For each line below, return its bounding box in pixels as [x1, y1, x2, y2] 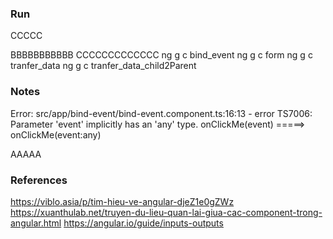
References [10, 173, 68, 187]
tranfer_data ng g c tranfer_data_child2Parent [10, 60, 197, 72]
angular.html [10, 217, 62, 229]
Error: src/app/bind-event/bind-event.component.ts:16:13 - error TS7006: [10, 107, 313, 119]
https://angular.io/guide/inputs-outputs [63, 217, 224, 229]
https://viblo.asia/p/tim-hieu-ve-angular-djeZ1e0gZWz [10, 195, 235, 207]
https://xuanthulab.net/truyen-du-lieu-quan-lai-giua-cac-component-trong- [10, 206, 323, 218]
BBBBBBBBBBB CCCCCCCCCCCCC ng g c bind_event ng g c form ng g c [10, 49, 313, 61]
